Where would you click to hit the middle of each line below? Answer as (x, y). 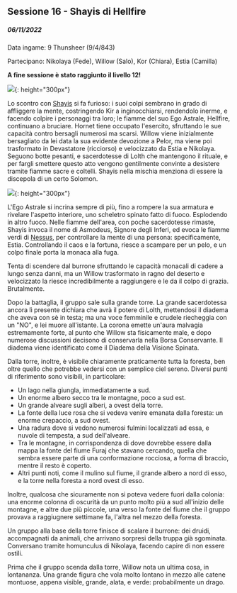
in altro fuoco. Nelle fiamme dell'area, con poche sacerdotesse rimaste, (111, 222)
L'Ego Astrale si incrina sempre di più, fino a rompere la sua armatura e (111, 207)
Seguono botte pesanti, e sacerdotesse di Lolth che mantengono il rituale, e (118, 156)
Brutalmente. (26, 289)
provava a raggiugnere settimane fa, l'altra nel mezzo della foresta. (105, 517)
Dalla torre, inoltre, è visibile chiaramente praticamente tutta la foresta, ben (116, 362)
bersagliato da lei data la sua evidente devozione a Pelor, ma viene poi (110, 141)
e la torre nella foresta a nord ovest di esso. (81, 481)
